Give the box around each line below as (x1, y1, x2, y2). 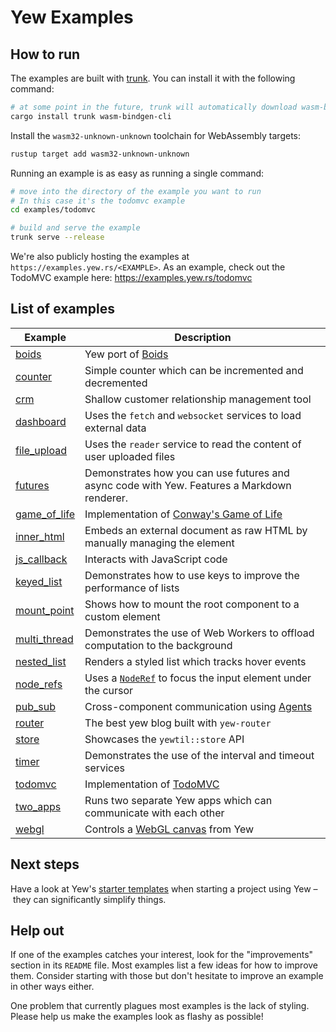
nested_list (15, 654, 67, 668)
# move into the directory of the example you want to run (10, 186, 262, 196)
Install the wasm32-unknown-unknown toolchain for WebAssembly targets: (10, 129, 301, 141)
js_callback (15, 552, 68, 566)
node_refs (15, 677, 63, 691)
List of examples (10, 301, 115, 318)
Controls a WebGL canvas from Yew (84, 822, 255, 836)
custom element (84, 609, 161, 623)
